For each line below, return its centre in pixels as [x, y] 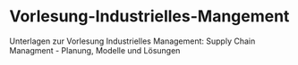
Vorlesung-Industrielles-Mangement [149, 16]
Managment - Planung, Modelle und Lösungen [95, 50]
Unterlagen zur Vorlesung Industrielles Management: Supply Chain [132, 41]
